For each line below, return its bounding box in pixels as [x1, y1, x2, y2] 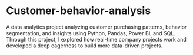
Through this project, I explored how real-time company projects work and [6, 36, 187, 43]
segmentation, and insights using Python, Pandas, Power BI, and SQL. [6, 29, 175, 36]
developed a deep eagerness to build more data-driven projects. [6, 42, 163, 49]
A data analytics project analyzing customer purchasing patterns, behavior [6, 23, 187, 30]
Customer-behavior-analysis [6, 4, 151, 18]
